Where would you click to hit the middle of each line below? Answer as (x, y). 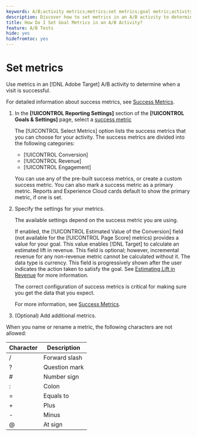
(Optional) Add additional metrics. (55, 316)
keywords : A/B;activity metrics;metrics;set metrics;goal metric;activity (99, 11)
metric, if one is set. (38, 197)
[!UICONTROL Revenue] (52, 161)
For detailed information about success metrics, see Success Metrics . (90, 102)
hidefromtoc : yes (27, 39)
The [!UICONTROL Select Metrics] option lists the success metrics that (100, 130)
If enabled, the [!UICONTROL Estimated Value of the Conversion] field (99, 231)
